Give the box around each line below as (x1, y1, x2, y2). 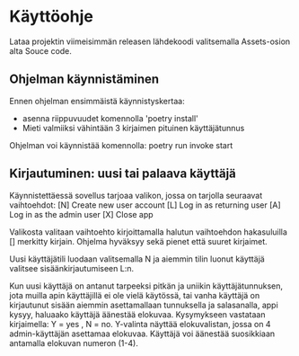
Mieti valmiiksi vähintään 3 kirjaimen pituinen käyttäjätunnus (22, 122, 245, 133)
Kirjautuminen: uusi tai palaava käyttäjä (9, 166, 236, 182)
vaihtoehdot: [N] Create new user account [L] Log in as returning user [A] (9, 200, 281, 210)
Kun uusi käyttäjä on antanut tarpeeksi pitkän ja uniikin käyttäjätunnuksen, (9, 280, 284, 291)
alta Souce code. (9, 45, 72, 56)
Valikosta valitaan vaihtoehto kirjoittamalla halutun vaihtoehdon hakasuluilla (9, 227, 287, 237)
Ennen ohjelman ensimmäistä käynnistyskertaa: (9, 95, 186, 106)
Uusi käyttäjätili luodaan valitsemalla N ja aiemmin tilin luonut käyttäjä (9, 254, 265, 264)
